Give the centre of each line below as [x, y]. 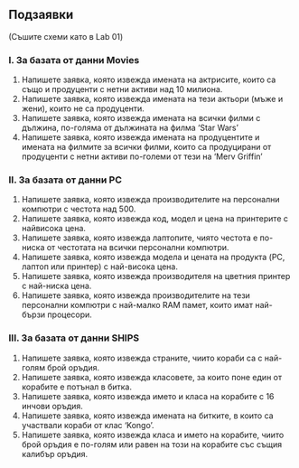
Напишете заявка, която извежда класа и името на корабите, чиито [153, 435]
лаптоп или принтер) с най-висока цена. [99, 267]
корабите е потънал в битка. [77, 387]
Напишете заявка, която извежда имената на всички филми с [141, 118]
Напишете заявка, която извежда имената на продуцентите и [140, 137]
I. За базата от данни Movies [74, 60]
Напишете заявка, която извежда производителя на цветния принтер [156, 276]
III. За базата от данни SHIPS [74, 338]
